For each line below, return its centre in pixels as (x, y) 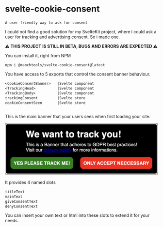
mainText (14, 197)
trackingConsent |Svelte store (45, 98)
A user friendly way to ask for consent (47, 23)
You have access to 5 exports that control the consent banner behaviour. (78, 74)
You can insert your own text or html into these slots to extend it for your (77, 215)
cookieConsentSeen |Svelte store (45, 103)
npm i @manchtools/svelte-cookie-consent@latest (55, 65)
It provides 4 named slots (30, 182)
